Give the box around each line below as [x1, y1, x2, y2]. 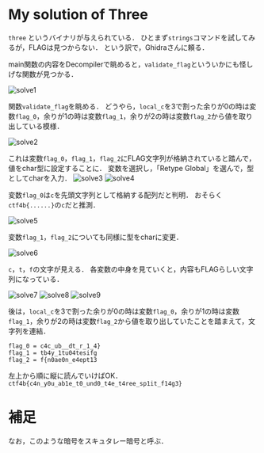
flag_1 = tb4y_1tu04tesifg [8, 348, 98, 357]
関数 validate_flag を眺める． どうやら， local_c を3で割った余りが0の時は [8, 101, 250, 111]
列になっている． [8, 274, 64, 284]
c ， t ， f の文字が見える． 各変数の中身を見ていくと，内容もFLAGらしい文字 [8, 264, 254, 274]
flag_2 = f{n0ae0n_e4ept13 [8, 356, 98, 364]
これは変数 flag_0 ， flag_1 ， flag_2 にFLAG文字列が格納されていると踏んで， [8, 153, 256, 163]
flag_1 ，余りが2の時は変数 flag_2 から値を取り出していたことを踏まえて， [8, 316, 249, 325]
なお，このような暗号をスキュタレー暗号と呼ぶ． [8, 436, 168, 445]
